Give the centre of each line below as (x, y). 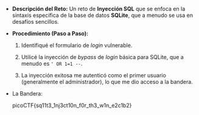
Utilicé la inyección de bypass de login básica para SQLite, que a (102, 57)
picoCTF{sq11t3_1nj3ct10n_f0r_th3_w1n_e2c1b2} (72, 105)
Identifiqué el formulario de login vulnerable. (77, 45)
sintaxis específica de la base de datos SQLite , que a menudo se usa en (103, 15)
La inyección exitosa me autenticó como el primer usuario (93, 75)
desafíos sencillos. (35, 22)
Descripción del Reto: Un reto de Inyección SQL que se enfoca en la (99, 9)
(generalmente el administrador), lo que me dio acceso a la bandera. (107, 82)
